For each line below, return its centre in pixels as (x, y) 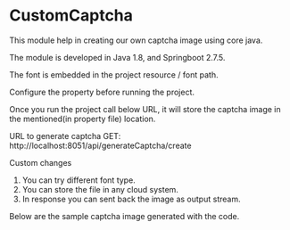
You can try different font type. (79, 180)
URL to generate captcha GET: (65, 136)
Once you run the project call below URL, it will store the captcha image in (145, 109)
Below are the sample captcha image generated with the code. (124, 216)
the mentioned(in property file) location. (83, 119)
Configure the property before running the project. (102, 92)
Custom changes (41, 162)
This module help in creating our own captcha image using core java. (136, 40)
